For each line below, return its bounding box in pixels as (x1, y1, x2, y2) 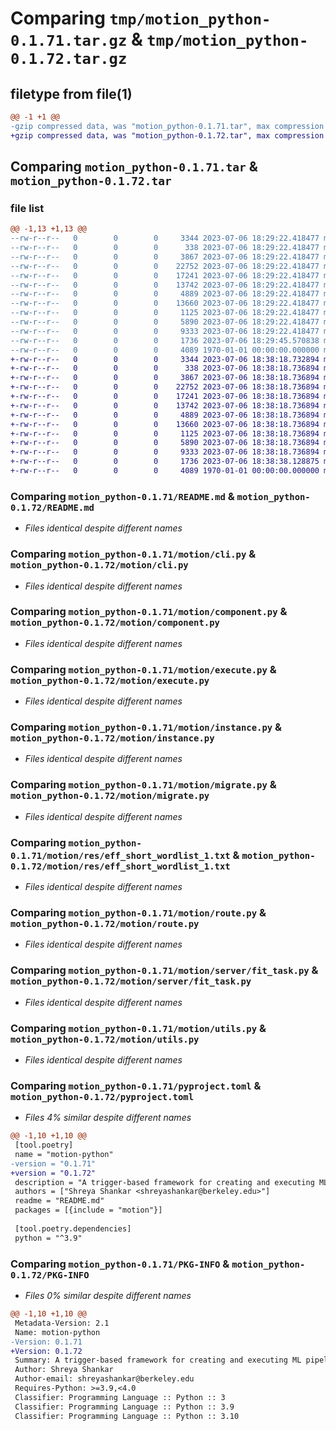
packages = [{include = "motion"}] (14, 1205, 163, 1216)
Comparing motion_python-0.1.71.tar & (10, 158, 258, 176)
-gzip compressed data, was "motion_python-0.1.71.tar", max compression (10, 121, 325, 131)
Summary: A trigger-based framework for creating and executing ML (14, 1355, 302, 1366)
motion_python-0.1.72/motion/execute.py (10, 675, 210, 686)
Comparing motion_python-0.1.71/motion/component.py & (10, 605, 288, 619)
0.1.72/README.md (10, 502, 95, 513)
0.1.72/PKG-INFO (10, 1269, 90, 1281)
